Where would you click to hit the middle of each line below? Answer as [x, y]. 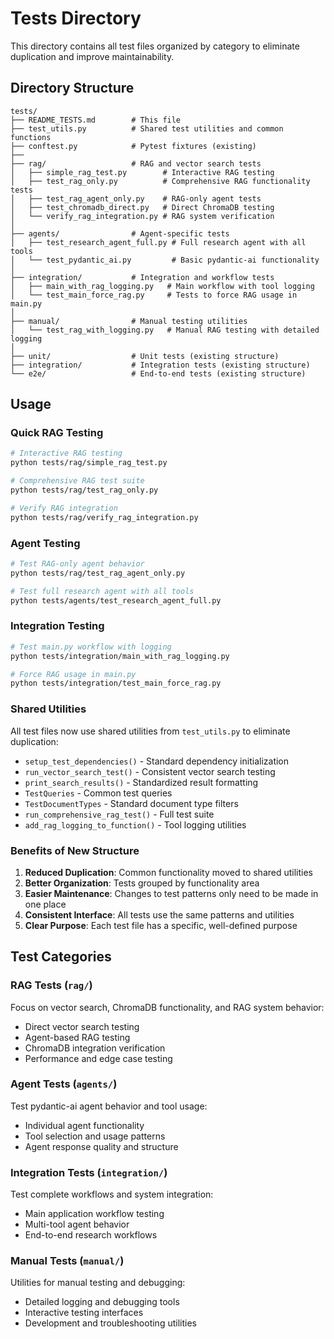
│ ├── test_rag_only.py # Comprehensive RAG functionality [160, 181]
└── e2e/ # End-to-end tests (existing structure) [158, 373]
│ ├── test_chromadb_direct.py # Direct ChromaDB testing [142, 207]
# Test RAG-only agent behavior [77, 563]
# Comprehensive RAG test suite [77, 481]
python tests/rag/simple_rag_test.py [89, 463]
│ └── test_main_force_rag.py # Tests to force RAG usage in [154, 295]
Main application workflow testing [94, 1214]
